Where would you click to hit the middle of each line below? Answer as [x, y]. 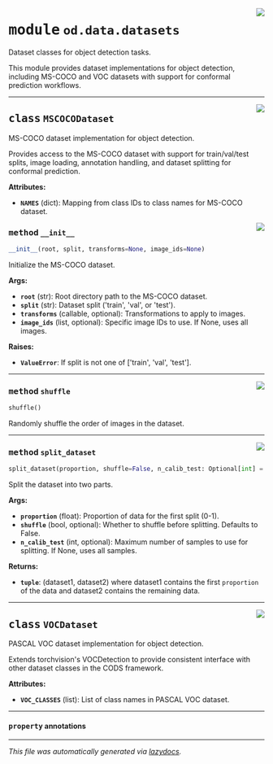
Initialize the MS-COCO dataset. [62, 264]
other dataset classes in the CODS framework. [86, 668]
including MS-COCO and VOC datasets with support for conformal [119, 76]
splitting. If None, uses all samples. [78, 551]
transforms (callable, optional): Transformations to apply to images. [133, 313]
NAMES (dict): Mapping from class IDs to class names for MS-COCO [131, 203]
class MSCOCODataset [61, 119]
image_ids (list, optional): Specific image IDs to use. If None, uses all [134, 322]
